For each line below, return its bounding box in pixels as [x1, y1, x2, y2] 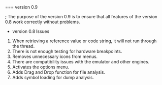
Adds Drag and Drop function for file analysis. [12, 69, 105, 75]
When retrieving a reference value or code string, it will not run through [12, 38, 157, 44]
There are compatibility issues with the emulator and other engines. [12, 59, 150, 64]
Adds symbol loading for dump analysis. [12, 75, 94, 80]
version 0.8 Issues [12, 28, 50, 34]
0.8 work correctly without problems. [5, 19, 80, 25]
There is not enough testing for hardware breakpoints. [12, 49, 122, 54]
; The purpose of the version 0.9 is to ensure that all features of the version [5, 14, 158, 19]
